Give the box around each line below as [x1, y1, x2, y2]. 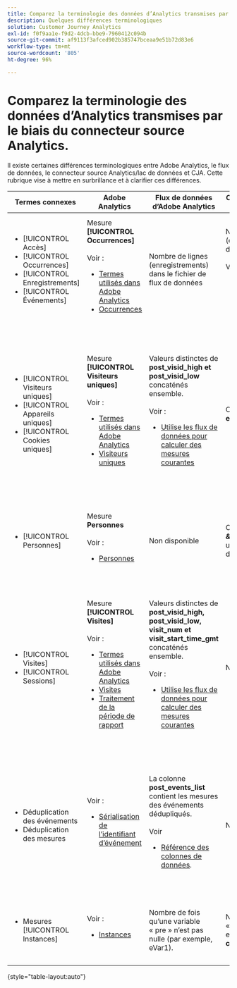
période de [98, 711, 135, 721]
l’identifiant [98, 829, 136, 839]
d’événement [98, 838, 142, 848]
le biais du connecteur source [7, 123, 185, 138]
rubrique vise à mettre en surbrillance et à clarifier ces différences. [7, 175, 202, 184]
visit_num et [149, 624, 192, 634]
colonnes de [161, 851, 202, 860]
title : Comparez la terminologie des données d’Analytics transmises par [7, 10, 229, 18]
